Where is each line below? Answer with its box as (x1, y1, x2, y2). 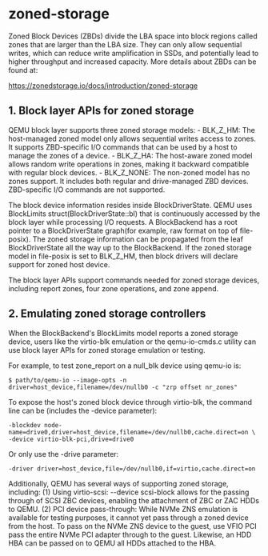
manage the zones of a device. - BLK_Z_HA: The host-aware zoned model (8, 150, 253, 160)
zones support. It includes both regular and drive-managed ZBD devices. (8, 176, 250, 186)
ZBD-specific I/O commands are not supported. (8, 185, 166, 194)
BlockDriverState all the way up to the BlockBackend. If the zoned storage (8, 242, 252, 252)
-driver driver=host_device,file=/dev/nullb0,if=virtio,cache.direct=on (8, 465, 256, 473)
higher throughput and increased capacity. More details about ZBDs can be (8, 57, 257, 66)
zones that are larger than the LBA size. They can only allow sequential (8, 39, 242, 49)
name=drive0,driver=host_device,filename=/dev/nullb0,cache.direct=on (8, 428, 249, 436)
